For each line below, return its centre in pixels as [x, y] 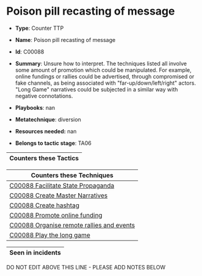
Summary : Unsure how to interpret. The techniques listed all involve [101, 63]
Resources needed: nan [46, 131]
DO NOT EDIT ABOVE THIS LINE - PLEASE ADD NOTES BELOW [86, 267]
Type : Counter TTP [39, 28]
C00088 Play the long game [50, 235]
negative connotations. [44, 96]
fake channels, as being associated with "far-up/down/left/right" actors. [106, 83]
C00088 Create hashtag [44, 205]
